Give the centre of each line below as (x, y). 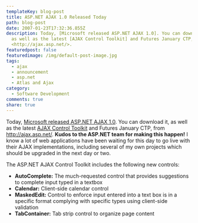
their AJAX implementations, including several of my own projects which (94, 147)
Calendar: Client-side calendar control (62, 188)
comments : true (25, 99)
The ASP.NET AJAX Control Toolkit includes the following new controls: (93, 164)
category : (18, 88)
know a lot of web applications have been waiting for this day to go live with (98, 140)
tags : (13, 61)
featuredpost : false (32, 50)
